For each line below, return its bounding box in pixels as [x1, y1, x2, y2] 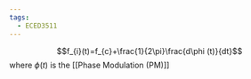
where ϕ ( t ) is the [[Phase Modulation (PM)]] [9, 59, 170, 70]
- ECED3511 [17, 21, 58, 30]
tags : [9, 12, 29, 22]
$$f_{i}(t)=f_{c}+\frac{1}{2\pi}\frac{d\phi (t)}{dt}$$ [56, 45, 243, 56]
